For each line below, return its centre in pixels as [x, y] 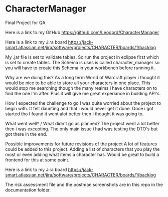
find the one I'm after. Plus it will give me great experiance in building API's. [83, 93]
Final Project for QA [25, 23]
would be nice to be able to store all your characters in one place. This [78, 83]
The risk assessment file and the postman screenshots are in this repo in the [84, 184]
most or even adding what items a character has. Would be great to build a [82, 154]
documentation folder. [28, 190]
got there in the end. [26, 134]
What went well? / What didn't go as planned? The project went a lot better [82, 123]
